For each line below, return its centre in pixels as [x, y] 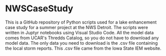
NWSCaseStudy [39, 9]
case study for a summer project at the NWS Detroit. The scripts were [77, 27]
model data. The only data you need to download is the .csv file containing [82, 43]
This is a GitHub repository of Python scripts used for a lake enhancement [81, 22]
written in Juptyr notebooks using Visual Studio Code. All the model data [80, 32]
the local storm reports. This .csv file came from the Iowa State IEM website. [83, 48]
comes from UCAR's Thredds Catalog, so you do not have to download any [82, 38]
